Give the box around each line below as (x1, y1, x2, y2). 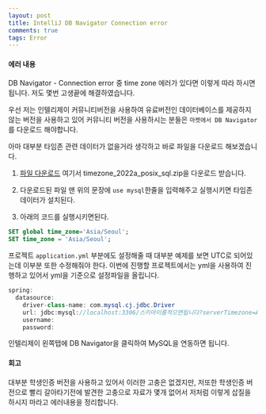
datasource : (15, 294, 55, 302)
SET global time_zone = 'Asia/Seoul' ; (8, 228, 129, 236)
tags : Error (8, 33, 47, 42)
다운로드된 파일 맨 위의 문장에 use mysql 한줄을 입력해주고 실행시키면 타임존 (19, 186, 253, 195)
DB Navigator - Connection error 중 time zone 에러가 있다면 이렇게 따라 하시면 (8, 79, 256, 88)
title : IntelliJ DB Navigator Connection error (8, 19, 169, 27)
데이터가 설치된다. (19, 195, 75, 205)
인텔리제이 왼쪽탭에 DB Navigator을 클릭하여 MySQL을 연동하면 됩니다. (8, 339, 230, 348)
